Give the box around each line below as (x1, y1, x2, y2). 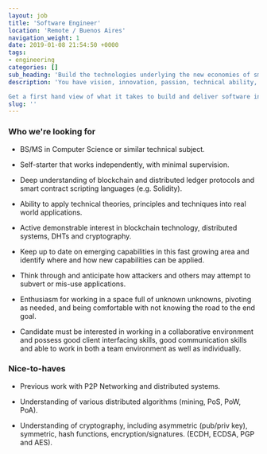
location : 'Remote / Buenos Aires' (8, 26, 126, 34)
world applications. (19, 208, 83, 217)
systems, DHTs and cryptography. (19, 231, 132, 241)
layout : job (8, 11, 48, 20)
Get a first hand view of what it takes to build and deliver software (8, 92, 250, 100)
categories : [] (8, 64, 59, 72)
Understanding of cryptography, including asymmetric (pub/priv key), (19, 421, 248, 430)
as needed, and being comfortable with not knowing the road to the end (19, 303, 256, 312)
